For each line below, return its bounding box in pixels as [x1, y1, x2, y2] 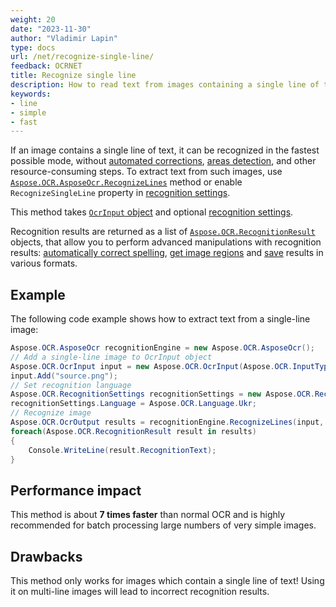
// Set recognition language [10, 380, 132, 390]
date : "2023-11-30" [10, 24, 92, 34]
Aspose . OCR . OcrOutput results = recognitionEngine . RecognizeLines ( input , [10, 417, 325, 428]
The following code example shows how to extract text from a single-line [10, 313, 311, 325]
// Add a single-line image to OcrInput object [10, 352, 213, 362]
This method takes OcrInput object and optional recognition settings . [10, 206, 294, 218]
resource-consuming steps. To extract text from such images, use [10, 166, 283, 178]
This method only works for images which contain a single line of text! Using [10, 575, 325, 587]
